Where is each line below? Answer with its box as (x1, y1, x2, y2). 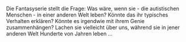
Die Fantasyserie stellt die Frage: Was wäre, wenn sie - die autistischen (6, 5, 180, 12)
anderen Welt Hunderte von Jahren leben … (6, 30, 113, 37)
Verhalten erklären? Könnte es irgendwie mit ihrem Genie (6, 18, 145, 24)
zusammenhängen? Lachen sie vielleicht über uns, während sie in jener (6, 24, 180, 31)
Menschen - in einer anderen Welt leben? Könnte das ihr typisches (6, 11, 168, 18)
